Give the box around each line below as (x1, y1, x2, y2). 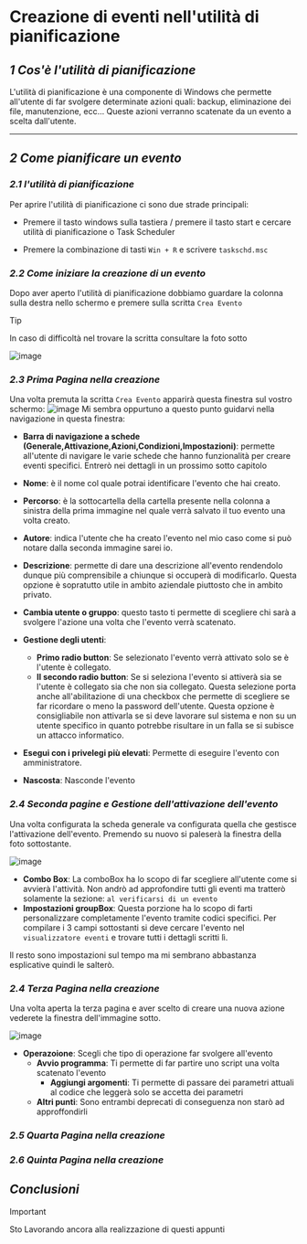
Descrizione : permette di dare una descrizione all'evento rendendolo (22, 560, 283, 571)
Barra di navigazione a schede (22, 431, 141, 442)
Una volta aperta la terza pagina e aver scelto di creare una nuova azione (9, 1003, 285, 1014)
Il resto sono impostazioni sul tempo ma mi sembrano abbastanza (9, 949, 257, 961)
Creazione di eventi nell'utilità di (9, 6, 259, 27)
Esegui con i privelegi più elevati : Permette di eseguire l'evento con (22, 748, 281, 759)
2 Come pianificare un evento (9, 151, 182, 166)
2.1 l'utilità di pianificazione (9, 178, 135, 191)
